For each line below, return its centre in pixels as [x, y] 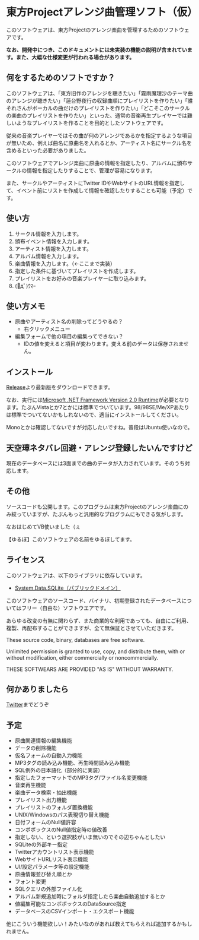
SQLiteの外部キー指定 [41, 844]
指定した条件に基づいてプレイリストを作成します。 [77, 271]
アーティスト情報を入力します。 [53, 249]
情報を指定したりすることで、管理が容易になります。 [91, 170]
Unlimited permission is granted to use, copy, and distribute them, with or [96, 651]
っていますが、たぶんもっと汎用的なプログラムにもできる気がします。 [101, 514]
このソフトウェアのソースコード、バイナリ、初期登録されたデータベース [94, 600]
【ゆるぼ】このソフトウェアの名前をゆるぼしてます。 [70, 539]
